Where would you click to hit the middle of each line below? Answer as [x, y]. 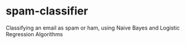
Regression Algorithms [34, 34]
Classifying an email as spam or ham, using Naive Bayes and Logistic [93, 28]
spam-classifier [47, 11]
